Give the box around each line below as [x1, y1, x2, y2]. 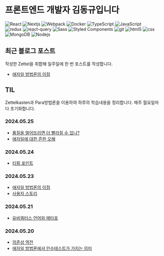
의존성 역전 [12, 239, 34, 245]
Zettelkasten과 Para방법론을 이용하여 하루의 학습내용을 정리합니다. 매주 [5, 99, 143, 105]
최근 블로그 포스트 [5, 47, 56, 55]
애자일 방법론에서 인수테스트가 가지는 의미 [12, 246, 92, 252]
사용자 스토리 [12, 191, 38, 197]
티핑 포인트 [12, 160, 34, 166]
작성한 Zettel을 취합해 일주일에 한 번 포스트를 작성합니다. [5, 61, 113, 67]
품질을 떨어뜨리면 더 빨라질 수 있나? [12, 129, 80, 135]
